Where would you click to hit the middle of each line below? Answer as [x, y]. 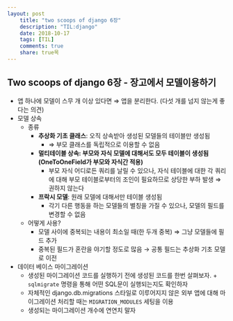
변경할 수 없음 [67, 214]
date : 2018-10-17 [45, 33]
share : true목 [39, 53]
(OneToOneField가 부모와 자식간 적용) [91, 162]
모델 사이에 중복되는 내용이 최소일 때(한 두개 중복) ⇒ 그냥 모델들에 [128, 232]
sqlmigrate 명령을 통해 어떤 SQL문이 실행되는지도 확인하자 [108, 284]
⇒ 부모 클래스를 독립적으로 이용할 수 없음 [104, 144]
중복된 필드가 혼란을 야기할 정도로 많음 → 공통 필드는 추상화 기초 [125, 249]
